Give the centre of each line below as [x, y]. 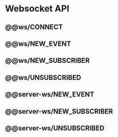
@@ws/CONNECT [34, 27]
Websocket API [37, 9]
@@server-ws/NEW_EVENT [50, 95]
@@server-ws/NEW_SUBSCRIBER [59, 111]
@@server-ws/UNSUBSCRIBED [55, 128]
